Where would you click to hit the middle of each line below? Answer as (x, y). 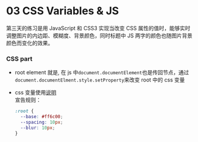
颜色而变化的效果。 (30, 43)
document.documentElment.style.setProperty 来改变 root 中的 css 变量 (100, 80)
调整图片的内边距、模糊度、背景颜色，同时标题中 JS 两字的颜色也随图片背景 (99, 35)
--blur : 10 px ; (38, 128)
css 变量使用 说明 (35, 93)
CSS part (19, 59)
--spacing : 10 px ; (42, 122)
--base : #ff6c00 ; (42, 117)
